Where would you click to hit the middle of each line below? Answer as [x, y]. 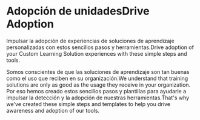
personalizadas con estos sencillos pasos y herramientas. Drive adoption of [100, 47]
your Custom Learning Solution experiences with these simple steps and [97, 53]
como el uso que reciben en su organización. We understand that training [97, 78]
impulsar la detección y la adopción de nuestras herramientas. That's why [98, 98]
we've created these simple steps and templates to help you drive [88, 104]
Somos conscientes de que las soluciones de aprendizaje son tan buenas [98, 72]
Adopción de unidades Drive [78, 11]
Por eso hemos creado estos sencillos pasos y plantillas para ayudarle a [96, 91]
